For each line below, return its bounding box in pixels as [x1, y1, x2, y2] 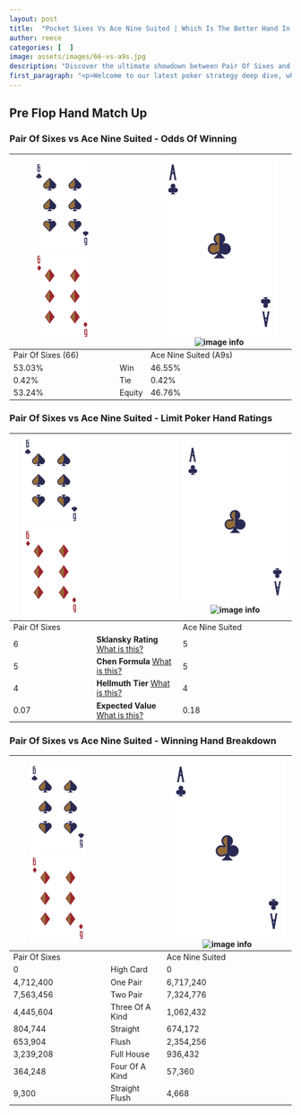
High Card [110, 964, 148, 975]
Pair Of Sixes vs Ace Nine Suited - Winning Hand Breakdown [9, 734, 277, 747]
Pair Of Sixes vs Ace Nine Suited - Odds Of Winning [9, 133, 237, 145]
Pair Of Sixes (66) [13, 350, 79, 361]
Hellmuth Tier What [96, 678, 170, 689]
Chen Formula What [96, 656, 172, 667]
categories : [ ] [9, 43, 74, 52]
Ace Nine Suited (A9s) [150, 350, 233, 361]
